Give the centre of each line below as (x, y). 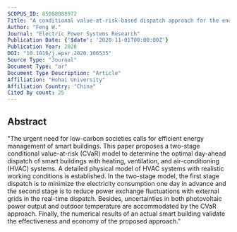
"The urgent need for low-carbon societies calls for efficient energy (106, 138)
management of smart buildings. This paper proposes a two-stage (104, 146)
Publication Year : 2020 (42, 47)
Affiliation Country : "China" (52, 86)
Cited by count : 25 (36, 93)
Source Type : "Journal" (42, 60)
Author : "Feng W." (34, 27)
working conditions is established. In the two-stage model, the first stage (114, 176)
